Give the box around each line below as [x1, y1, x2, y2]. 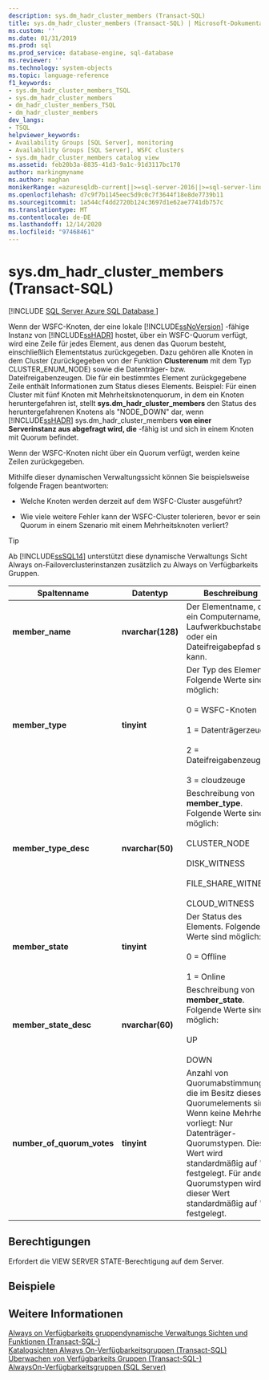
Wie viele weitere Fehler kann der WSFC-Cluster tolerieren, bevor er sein [19, 511, 261, 522]
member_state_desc [12, 1019, 92, 1030]
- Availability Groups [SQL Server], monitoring [8, 138, 174, 147]
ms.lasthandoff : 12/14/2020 [8, 221, 102, 229]
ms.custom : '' [8, 26, 56, 34]
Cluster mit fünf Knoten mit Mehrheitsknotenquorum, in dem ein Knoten [8, 390, 244, 400]
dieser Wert [186, 1187, 231, 1199]
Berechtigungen [8, 1235, 91, 1248]
